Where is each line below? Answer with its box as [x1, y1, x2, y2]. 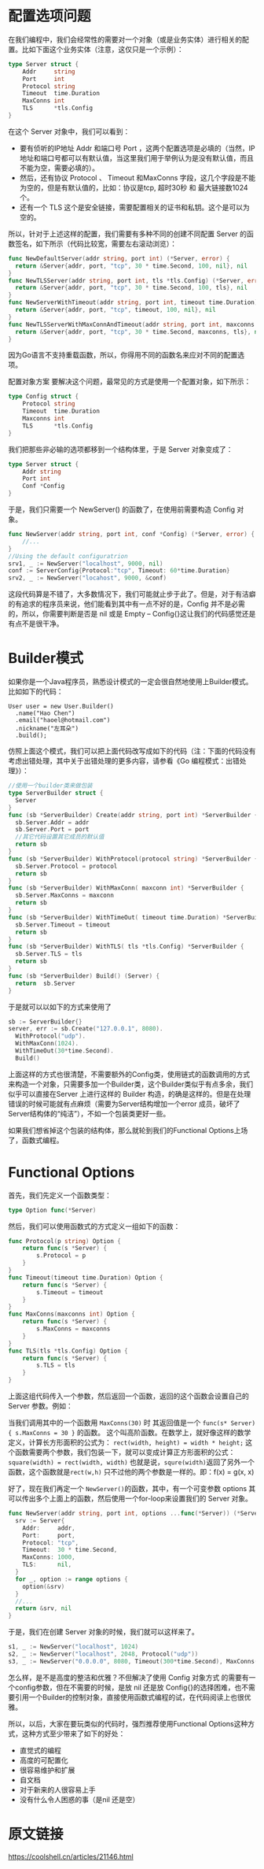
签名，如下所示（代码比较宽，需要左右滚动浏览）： [14, 239, 177, 248]
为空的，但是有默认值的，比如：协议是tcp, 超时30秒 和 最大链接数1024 [19, 183, 249, 192]
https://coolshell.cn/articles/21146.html [8, 1852, 134, 1861]
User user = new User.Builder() [8, 702, 114, 711]
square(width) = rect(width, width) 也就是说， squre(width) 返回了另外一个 [8, 1457, 255, 1467]
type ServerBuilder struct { [8, 789, 104, 797]
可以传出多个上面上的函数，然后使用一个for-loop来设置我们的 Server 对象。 [8, 1493, 253, 1504]
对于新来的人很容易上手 [19, 1785, 96, 1794]
